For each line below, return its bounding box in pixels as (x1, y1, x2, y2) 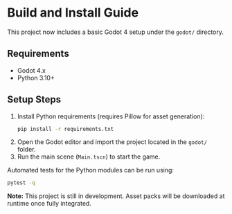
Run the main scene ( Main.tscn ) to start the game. (17, 152, 161, 161)
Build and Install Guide (7, 5, 139, 21)
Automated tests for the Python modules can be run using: (7, 166, 175, 175)
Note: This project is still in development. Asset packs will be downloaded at (7, 192, 225, 200)
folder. (17, 145, 36, 154)
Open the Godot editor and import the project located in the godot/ (17, 138, 208, 146)
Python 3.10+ (17, 73, 55, 82)
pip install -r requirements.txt (17, 125, 114, 132)
